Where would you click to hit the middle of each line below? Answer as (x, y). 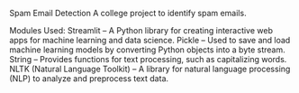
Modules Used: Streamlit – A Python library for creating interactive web (141, 30)
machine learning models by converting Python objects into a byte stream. (147, 50)
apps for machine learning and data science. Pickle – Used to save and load (150, 40)
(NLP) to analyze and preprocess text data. (89, 79)
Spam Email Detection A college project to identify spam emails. (128, 13)
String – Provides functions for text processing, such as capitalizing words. (148, 59)
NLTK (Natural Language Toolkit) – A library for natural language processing (150, 69)
